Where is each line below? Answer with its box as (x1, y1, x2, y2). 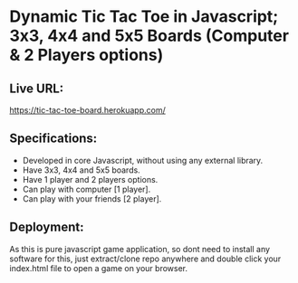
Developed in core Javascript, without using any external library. (22, 155, 264, 165)
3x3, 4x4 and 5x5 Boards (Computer (9, 25, 290, 46)
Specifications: (9, 131, 98, 146)
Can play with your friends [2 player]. (22, 193, 162, 204)
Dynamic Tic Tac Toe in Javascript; (9, 6, 279, 27)
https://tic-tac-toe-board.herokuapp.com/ (9, 105, 166, 115)
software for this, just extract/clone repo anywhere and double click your (9, 253, 282, 264)
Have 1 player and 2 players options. (22, 174, 159, 184)
